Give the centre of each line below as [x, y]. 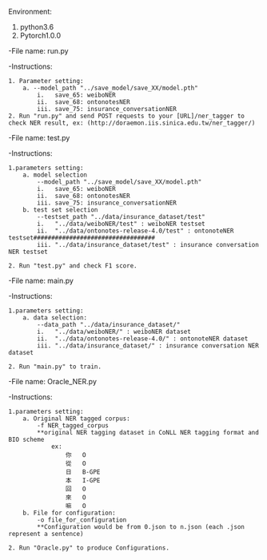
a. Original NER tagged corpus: [76, 419]
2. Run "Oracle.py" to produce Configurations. [89, 548]
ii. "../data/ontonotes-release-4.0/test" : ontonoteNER [135, 231]
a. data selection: [55, 318]
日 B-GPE [83, 472]
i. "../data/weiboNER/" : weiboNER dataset [114, 332]
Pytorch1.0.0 [40, 36]
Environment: [30, 12]
